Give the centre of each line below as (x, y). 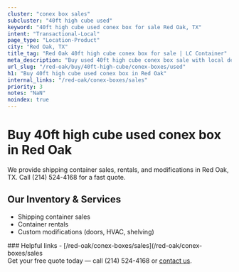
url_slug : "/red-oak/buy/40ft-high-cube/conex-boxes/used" (97, 67)
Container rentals (43, 224)
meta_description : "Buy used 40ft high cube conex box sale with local (116, 60)
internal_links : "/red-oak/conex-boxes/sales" (78, 80)
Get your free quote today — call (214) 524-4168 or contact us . (100, 261)
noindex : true (28, 100)
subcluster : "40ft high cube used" (60, 21)
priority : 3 (25, 87)
